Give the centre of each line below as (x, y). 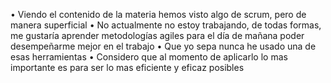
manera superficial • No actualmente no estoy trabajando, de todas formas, (166, 25)
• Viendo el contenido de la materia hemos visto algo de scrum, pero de (158, 14)
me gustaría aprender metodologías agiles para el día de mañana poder (157, 35)
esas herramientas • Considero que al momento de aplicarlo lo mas (149, 57)
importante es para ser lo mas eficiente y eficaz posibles (127, 67)
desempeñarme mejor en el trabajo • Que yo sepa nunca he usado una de (163, 46)
